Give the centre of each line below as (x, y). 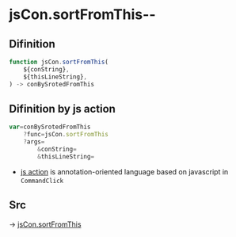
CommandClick (42, 181)
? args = (34, 142)
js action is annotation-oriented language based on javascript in (124, 171)
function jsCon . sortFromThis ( (59, 62)
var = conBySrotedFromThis (50, 127)
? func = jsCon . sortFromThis (66, 135)
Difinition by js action (62, 109)
